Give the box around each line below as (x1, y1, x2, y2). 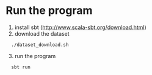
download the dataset (14, 30, 70, 37)
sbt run (11, 64, 31, 70)
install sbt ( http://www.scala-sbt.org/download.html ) (14, 24, 147, 31)
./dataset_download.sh (11, 42, 69, 48)
